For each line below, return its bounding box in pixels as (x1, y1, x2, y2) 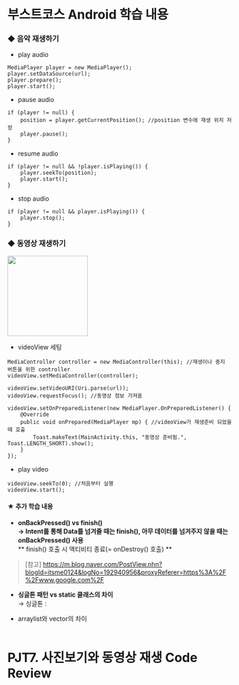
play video (17, 465, 49, 473)
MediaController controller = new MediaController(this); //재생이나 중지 (7, 358, 226, 365)
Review (7, 665, 52, 681)
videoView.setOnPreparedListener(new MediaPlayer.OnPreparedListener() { (7, 405, 232, 412)
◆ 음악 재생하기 (7, 34, 59, 44)
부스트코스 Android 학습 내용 (7, 6, 169, 23)
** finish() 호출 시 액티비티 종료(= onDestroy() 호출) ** (17, 544, 173, 553)
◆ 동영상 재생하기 (7, 238, 66, 248)
